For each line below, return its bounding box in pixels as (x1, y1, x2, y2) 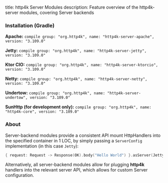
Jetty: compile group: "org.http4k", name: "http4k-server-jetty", (5, 48, 147, 54)
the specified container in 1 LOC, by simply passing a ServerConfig (5, 137, 142, 143)
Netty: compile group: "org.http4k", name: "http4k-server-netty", (5, 76, 147, 82)
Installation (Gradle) (5, 22, 55, 29)
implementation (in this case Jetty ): (5, 143, 79, 149)
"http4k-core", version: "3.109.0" (5, 109, 79, 114)
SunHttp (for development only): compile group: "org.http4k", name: (5, 104, 151, 110)
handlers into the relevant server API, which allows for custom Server (5, 167, 148, 173)
